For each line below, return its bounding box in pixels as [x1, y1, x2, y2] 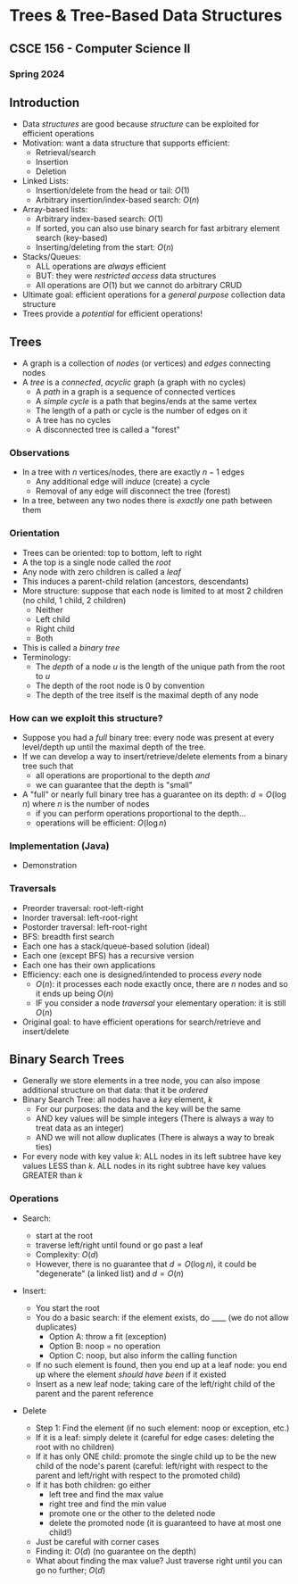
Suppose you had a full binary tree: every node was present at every [21, 733, 275, 743]
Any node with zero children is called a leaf [21, 566, 181, 576]
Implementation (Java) [9, 840, 110, 852]
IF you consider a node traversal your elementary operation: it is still [35, 997, 286, 1008]
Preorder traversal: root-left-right [21, 902, 145, 913]
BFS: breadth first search [21, 931, 115, 941]
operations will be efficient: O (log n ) [35, 817, 167, 828]
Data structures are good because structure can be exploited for [21, 119, 260, 129]
